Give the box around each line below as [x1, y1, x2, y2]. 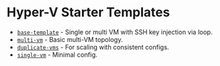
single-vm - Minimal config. [16, 50, 98, 59]
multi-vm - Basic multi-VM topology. [16, 35, 123, 43]
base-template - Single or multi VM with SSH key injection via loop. [16, 28, 213, 36]
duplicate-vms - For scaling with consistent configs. [16, 43, 169, 51]
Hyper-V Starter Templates [6, 4, 170, 21]
